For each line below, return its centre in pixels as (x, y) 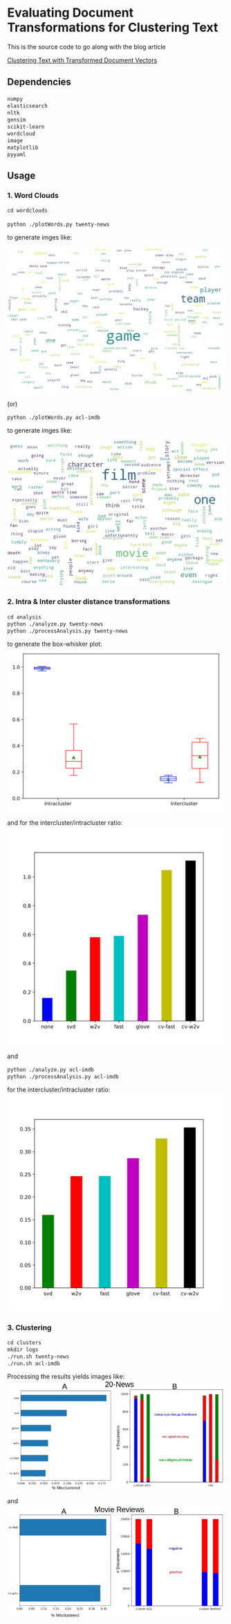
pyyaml (17, 154)
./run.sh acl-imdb (34, 1364)
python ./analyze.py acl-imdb (51, 1070)
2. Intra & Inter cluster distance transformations (89, 602)
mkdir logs (23, 1350)
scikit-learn (26, 126)
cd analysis (24, 617)
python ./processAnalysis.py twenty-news (68, 631)
